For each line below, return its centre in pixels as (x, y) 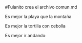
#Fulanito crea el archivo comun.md (41, 7)
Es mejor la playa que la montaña (38, 16)
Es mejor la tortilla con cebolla (35, 26)
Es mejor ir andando (25, 35)
